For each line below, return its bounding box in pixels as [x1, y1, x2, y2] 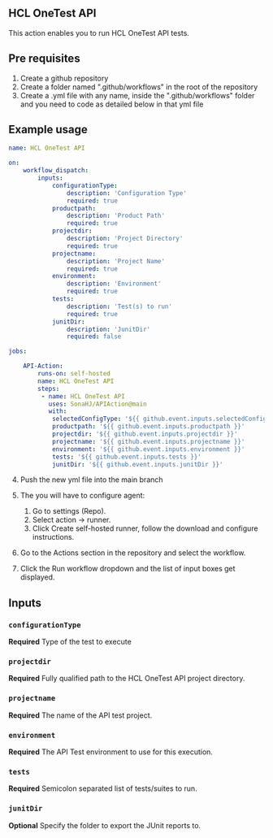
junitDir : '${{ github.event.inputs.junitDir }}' [51, 460, 223, 468]
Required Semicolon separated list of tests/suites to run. [8, 784, 197, 793]
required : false [66, 332, 122, 341]
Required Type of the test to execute [8, 637, 132, 647]
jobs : [8, 347, 27, 356]
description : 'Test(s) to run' [66, 302, 173, 310]
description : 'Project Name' [66, 257, 165, 265]
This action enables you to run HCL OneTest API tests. [8, 28, 189, 37]
